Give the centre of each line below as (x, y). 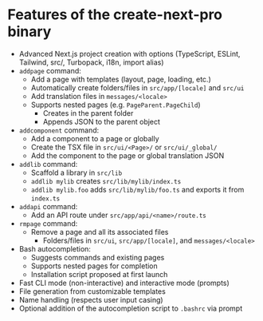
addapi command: (48, 206)
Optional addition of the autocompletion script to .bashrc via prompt (131, 308)
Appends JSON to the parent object (102, 121)
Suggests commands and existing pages (98, 257)
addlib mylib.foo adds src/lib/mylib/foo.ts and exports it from (137, 189)
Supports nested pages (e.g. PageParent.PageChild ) (116, 105)
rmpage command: (48, 223)
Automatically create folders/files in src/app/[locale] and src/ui (137, 87)
